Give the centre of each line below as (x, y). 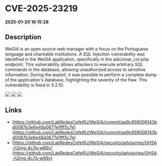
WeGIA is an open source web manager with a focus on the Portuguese (77, 49)
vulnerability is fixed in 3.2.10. (35, 85)
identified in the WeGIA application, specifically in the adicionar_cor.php (77, 59)
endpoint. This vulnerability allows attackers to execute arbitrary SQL (74, 64)
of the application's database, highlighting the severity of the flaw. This (76, 80)
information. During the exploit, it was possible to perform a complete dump (81, 75)
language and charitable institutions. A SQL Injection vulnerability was (75, 54)
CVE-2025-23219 (41, 8)
